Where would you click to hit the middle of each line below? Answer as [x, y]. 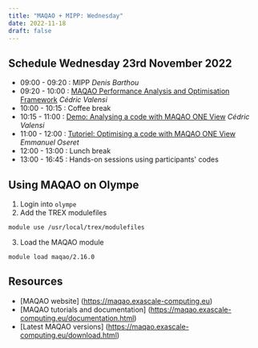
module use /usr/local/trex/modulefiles [77, 227]
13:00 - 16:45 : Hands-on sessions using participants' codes [119, 160]
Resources [36, 282]
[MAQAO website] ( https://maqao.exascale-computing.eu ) [116, 301]
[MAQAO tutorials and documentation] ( [85, 309]
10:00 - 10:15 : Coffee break [65, 108]
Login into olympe [48, 204]
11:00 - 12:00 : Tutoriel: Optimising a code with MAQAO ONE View [128, 134]
